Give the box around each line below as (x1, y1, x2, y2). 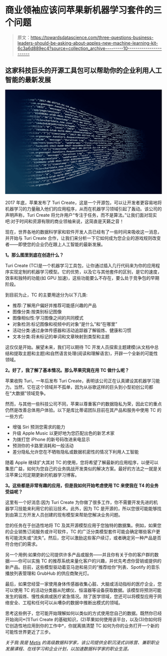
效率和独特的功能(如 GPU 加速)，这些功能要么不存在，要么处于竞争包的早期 (5, 275, 160, 281)
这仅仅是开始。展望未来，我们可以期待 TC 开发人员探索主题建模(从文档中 (5, 344, 155, 350)
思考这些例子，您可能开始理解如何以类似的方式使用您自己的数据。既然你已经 (5, 610, 162, 616)
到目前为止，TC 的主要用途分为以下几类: (5, 292, 88, 298)
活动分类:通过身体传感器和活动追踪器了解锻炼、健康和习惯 (12, 328, 132, 333)
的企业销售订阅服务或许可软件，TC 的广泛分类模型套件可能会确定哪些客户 (5, 529, 156, 535)
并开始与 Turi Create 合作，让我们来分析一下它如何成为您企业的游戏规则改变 (5, 235, 161, 241)
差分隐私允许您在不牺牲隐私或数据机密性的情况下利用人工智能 (12, 449, 139, 455)
